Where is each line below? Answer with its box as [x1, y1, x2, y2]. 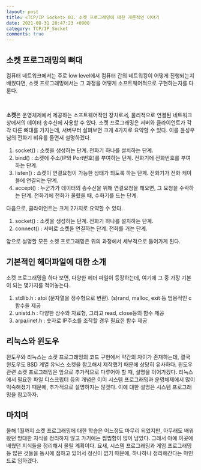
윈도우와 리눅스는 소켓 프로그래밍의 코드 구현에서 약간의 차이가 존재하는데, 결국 [6, 353, 191, 361]
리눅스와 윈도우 [6, 336, 59, 346]
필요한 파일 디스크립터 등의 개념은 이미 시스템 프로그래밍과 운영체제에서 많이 [17, 376, 196, 383]
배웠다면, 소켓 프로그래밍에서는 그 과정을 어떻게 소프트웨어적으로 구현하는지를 [6, 79, 188, 87]
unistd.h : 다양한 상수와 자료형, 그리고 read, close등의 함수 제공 [14, 309, 164, 316]
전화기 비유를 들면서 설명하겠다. [17, 133, 91, 141]
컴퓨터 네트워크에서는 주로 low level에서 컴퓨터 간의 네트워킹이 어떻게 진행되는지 [6, 72, 195, 79]
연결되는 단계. [26, 177, 59, 184]
